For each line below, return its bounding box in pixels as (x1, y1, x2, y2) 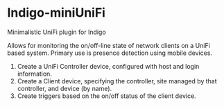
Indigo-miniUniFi (7, 5, 106, 21)
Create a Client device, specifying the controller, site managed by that (17, 76, 217, 85)
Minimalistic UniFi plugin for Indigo (7, 28, 106, 36)
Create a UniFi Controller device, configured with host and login (17, 62, 200, 70)
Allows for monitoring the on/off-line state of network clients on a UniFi (7, 41, 210, 49)
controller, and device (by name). (17, 84, 112, 92)
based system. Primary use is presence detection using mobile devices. (7, 49, 213, 57)
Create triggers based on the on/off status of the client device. (17, 92, 196, 100)
